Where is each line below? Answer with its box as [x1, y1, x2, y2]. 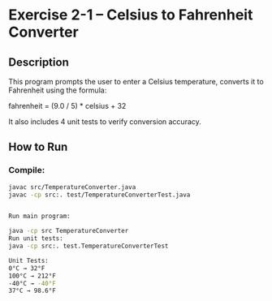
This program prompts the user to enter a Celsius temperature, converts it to [8, 77, 264, 86]
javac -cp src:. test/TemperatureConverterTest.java [8, 191, 191, 199]
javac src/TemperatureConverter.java [8, 183, 136, 191]
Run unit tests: [8, 234, 63, 243]
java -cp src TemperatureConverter [8, 227, 129, 235]
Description [8, 55, 69, 69]
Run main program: [8, 213, 71, 221]
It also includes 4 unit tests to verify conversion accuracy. [8, 117, 201, 127]
